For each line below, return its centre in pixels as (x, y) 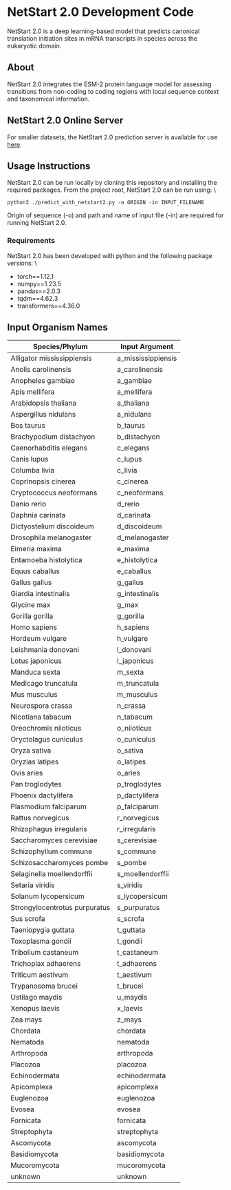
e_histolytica (137, 560)
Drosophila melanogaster (51, 537)
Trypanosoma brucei (44, 986)
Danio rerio (29, 504)
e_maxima (133, 549)
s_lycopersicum (142, 896)
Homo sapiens (34, 627)
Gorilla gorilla (32, 616)
